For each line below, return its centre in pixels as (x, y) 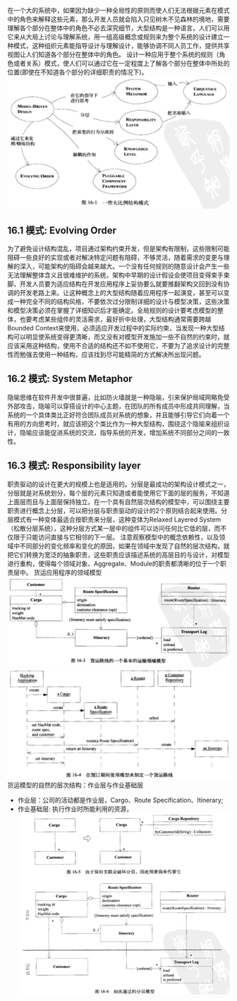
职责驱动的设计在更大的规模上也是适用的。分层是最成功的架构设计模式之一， (119, 484)
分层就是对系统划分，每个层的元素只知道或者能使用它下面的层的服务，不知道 (119, 493)
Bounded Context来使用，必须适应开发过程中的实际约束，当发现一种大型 (113, 328)
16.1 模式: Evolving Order (62, 230)
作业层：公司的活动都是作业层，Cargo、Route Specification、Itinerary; (120, 800)
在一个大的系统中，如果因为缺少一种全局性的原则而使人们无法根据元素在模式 (119, 10)
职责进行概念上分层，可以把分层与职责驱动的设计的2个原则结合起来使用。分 (117, 510)
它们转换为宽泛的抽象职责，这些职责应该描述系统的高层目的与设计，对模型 (121, 555)
